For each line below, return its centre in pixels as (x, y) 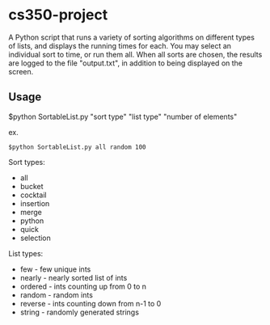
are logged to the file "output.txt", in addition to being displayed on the (126, 63)
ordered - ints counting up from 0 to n (83, 286)
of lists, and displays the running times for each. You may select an (120, 45)
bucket (32, 186)
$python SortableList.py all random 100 (78, 147)
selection (35, 238)
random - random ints (56, 295)
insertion (35, 203)
